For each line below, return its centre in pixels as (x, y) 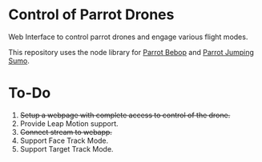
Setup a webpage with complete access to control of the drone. (125, 115)
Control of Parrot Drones (91, 15)
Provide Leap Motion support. (69, 123)
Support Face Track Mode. (64, 140)
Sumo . (19, 61)
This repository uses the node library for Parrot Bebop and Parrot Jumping (131, 52)
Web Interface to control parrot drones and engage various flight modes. (128, 37)
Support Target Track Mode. (67, 148)
